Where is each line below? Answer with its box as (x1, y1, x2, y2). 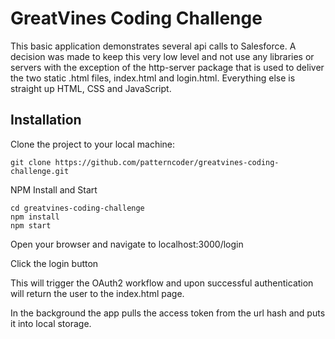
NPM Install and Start (10, 183, 98, 196)
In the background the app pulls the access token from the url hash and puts (10, 307, 326, 319)
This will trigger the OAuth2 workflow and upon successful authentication (10, 277, 314, 289)
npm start (10, 220, 52, 231)
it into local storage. (10, 317, 92, 329)
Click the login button (10, 257, 99, 269)
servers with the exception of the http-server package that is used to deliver (10, 61, 325, 73)
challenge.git (10, 166, 70, 176)
